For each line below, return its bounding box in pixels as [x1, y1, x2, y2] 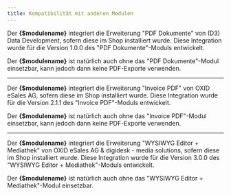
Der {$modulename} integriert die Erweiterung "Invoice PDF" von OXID [7, 84, 210, 92]
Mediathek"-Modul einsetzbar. [7, 181, 94, 190]
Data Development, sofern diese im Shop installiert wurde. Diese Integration [7, 36, 222, 45]
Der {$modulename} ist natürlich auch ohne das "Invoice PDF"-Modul [7, 111, 207, 120]
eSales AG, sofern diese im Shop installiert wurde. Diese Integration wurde [7, 91, 219, 100]
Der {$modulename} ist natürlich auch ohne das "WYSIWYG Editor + [7, 174, 203, 182]
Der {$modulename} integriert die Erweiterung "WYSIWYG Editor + [7, 139, 199, 147]
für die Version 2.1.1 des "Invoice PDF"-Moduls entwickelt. [7, 98, 171, 106]
